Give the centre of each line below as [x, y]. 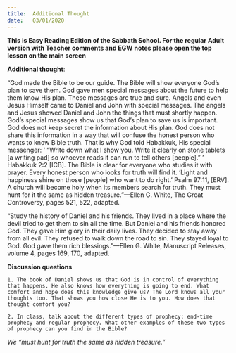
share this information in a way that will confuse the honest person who [111, 135]
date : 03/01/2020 [36, 20]
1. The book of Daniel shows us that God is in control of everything [113, 280]
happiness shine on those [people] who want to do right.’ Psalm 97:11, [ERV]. [118, 179]
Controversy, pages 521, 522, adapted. [63, 202]
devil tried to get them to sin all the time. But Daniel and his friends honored [117, 223]
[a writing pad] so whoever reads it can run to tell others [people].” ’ [106, 157]
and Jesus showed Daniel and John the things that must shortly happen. [112, 113]
